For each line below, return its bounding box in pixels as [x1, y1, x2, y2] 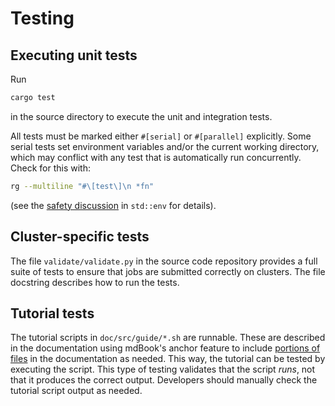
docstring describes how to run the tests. [10, 276, 180, 288]
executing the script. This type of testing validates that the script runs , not [10, 363, 316, 376]
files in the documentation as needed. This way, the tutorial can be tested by [10, 353, 326, 365]
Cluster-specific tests [10, 228, 150, 246]
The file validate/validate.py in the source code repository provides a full [10, 255, 318, 267]
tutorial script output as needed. [10, 385, 143, 397]
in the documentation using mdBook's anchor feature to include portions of [10, 342, 321, 354]
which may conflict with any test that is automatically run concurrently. [10, 151, 302, 163]
